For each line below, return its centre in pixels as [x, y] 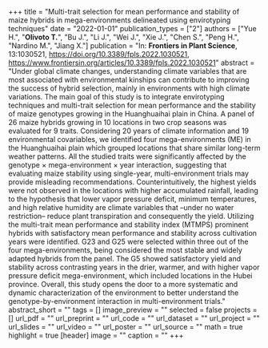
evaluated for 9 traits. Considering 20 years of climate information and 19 [129, 131]
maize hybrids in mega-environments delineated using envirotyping [120, 20]
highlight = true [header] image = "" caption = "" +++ [96, 335]
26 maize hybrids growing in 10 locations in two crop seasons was [118, 122]
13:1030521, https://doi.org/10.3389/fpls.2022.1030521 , [99, 54]
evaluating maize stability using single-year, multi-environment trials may [129, 173]
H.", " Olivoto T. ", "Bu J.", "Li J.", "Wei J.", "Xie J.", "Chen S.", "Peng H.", [124, 37]
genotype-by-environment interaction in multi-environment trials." [117, 301]
